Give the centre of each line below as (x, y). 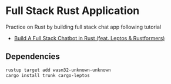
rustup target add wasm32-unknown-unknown (58, 70)
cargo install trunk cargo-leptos (48, 75)
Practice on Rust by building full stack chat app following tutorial (83, 27)
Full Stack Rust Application (73, 11)
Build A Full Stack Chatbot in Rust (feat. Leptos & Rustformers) (89, 38)
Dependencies (33, 57)
